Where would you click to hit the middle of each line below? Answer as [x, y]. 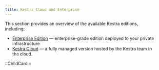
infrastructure [26, 43]
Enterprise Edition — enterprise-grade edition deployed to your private [83, 38]
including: [15, 29]
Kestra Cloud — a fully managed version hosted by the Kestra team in [82, 48]
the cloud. [22, 54]
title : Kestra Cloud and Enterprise [42, 10]
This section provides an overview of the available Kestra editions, [71, 23]
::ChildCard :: [18, 63]
